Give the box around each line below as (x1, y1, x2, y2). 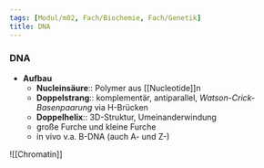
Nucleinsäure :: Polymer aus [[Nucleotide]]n (36, 82, 201, 93)
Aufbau (22, 72, 53, 83)
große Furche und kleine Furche (36, 121, 157, 132)
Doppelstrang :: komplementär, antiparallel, (36, 92, 198, 103)
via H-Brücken (94, 101, 148, 112)
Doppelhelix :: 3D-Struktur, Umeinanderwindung (36, 111, 217, 122)
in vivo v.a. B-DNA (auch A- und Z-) (36, 131, 170, 142)
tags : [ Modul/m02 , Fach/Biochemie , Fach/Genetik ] (9, 13, 202, 23)
